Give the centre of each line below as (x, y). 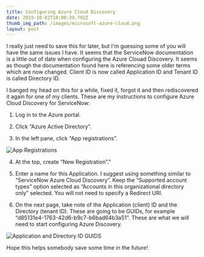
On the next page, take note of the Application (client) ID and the (96, 205)
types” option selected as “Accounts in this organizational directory (100, 187)
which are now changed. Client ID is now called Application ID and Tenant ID (102, 72)
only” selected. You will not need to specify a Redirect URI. (89, 193)
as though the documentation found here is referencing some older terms (98, 66)
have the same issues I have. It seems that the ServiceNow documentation (100, 53)
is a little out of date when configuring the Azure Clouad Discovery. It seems (102, 59)
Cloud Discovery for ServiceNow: (48, 103)
